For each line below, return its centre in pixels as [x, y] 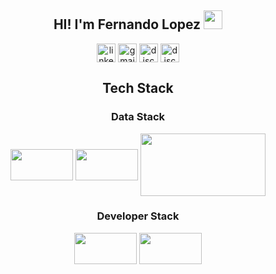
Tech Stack [138, 88]
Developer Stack [138, 216]
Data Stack [138, 117]
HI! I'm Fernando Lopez [127, 24]
